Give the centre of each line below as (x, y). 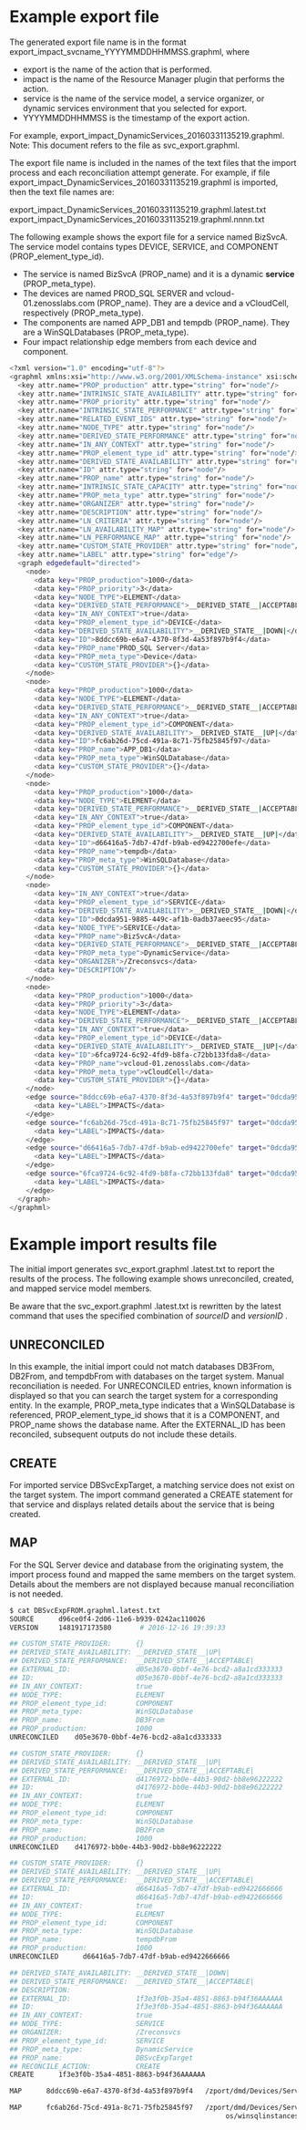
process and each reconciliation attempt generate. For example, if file (140, 172)
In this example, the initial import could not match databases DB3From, (142, 1367)
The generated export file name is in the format (98, 42)
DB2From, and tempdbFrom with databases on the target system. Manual (147, 1376)
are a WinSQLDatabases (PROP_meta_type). (106, 332)
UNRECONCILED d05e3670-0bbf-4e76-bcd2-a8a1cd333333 (116, 1737)
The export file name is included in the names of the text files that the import (153, 162)
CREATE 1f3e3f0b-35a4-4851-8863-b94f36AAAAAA (107, 2075)
